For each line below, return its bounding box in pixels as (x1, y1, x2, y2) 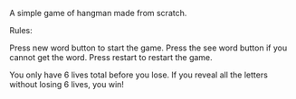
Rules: (9, 25, 33, 35)
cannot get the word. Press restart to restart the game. (9, 52, 213, 62)
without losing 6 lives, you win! (9, 79, 125, 89)
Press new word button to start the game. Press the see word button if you (9, 42, 288, 53)
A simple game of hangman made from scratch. (9, 8, 187, 18)
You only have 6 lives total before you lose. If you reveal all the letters (9, 69, 269, 80)
